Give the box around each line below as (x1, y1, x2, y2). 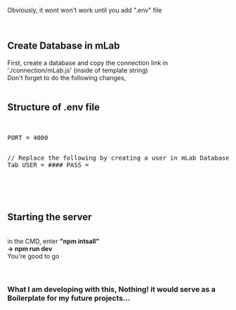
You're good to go (7, 252, 60, 261)
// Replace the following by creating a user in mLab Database (7, 154, 230, 162)
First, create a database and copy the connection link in (7, 58, 169, 67)
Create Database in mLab (7, 40, 120, 52)
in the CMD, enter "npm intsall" (7, 237, 100, 245)
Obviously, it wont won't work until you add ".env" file (7, 6, 162, 14)
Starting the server (7, 211, 93, 224)
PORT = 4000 (7, 134, 48, 141)
